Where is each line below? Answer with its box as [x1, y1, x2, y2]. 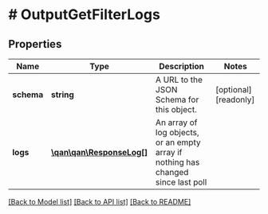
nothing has [155, 157, 200, 168]
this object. [155, 104, 197, 115]
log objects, [155, 127, 199, 138]
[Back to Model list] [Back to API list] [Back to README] [8, 197, 191, 206]
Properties [8, 37, 62, 51]
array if [155, 147, 183, 158]
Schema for [155, 94, 199, 105]
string [50, 89, 74, 100]
